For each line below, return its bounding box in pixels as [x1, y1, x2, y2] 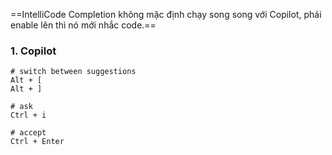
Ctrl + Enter [10, 137, 65, 147]
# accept [10, 128, 47, 138]
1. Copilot [10, 44, 57, 58]
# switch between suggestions [10, 67, 137, 77]
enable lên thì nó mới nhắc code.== [10, 19, 157, 31]
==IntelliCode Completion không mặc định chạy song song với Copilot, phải [10, 9, 322, 20]
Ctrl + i [10, 110, 47, 121]
